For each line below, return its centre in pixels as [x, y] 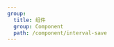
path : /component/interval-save [60, 33]
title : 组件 [30, 20]
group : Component [39, 26]
